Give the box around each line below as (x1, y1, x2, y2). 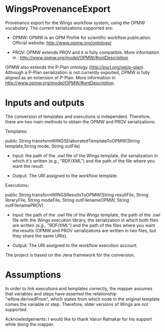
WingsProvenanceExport (5, 3, 111, 15)
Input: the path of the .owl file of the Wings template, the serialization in (12, 152, 158, 158)
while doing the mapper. (5, 321, 54, 327)
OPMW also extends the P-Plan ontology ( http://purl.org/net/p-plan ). (5, 64, 145, 70)
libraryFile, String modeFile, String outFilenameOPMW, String (5, 197, 129, 203)
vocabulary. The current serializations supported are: (5, 25, 114, 31)
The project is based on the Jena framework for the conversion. (5, 252, 135, 258)
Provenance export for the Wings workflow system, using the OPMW (5, 20, 145, 26)
